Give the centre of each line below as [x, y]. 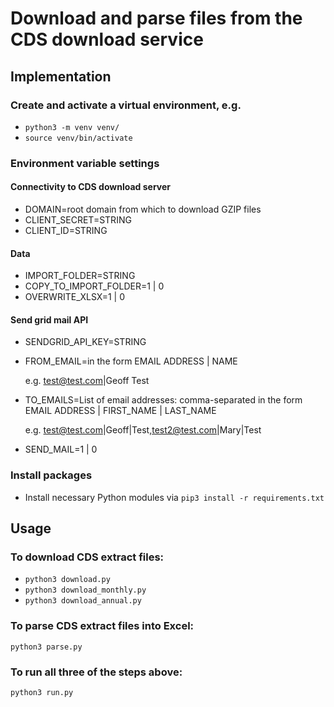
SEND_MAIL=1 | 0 [61, 449]
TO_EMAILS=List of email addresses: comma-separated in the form [163, 400]
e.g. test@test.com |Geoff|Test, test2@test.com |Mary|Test [143, 430]
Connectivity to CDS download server [90, 187]
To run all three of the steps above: [96, 672]
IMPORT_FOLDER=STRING [80, 276]
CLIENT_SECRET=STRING [78, 220]
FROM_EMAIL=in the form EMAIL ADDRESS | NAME [131, 361]
